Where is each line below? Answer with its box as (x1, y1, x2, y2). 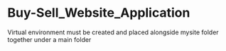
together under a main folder (7, 35, 92, 43)
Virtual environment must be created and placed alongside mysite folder (7, 28, 219, 36)
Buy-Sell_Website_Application (7, 5, 190, 21)
